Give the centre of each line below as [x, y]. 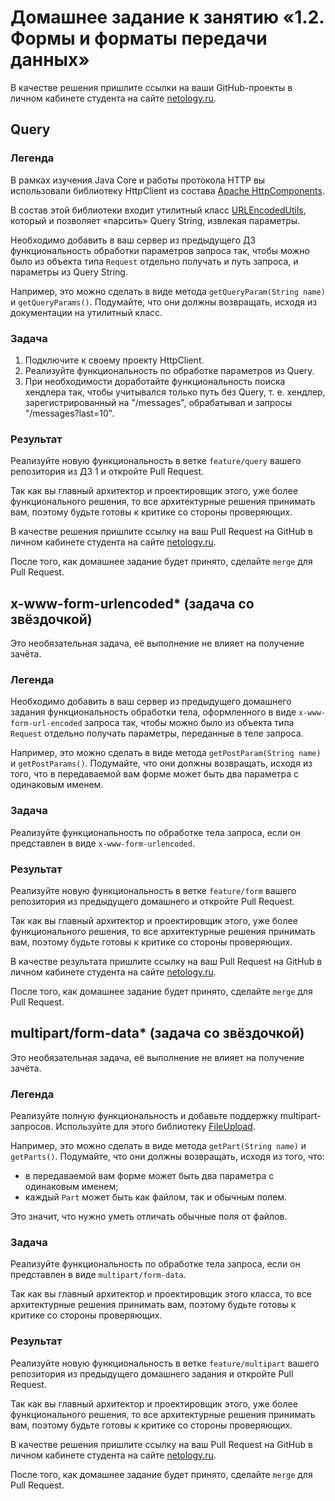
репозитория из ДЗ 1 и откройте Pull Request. [107, 472]
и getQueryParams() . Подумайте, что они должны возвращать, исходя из [164, 302]
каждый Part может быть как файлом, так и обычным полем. [156, 1197]
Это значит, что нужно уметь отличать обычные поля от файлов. [149, 1217]
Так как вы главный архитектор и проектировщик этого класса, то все [161, 1294]
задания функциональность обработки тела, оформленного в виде [153, 712]
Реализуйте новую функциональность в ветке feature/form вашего [153, 890]
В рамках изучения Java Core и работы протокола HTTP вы [138, 180]
